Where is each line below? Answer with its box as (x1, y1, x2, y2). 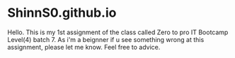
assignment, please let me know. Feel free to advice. (7, 43, 161, 51)
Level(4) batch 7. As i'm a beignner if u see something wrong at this (7, 35, 205, 43)
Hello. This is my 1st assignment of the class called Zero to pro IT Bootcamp (7, 28, 229, 36)
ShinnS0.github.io (7, 5, 117, 21)
